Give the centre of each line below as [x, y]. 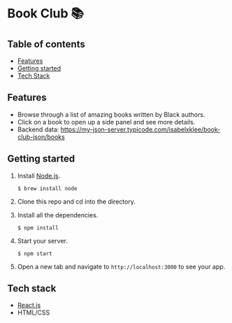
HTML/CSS [34, 313]
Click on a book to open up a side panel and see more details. [106, 122]
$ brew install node [47, 188]
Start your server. [42, 241]
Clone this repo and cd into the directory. [77, 201]
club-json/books [41, 136]
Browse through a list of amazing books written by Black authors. [111, 114]
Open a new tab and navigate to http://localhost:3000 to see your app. [121, 266]
